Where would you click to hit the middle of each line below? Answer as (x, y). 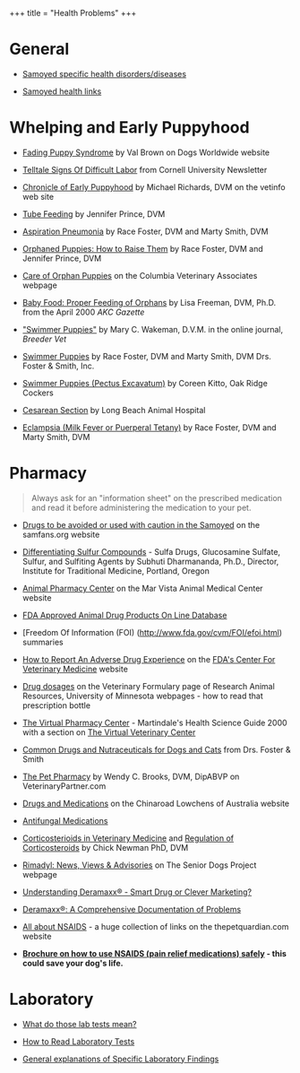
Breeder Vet (44, 339)
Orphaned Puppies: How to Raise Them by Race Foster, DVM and (143, 248)
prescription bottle (56, 705)
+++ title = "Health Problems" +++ (73, 13)
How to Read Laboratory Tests (78, 1041)
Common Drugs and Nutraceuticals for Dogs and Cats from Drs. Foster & (156, 749)
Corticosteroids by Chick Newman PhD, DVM (105, 847)
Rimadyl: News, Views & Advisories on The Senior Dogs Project (139, 865)
